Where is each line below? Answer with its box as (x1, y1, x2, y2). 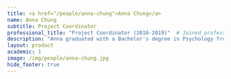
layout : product (7, 42, 54, 49)
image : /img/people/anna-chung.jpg (7, 55, 109, 62)
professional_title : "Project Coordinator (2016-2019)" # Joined (7, 29, 201, 36)
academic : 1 (7, 49, 41, 56)
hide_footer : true (7, 61, 60, 68)
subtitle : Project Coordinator (7, 23, 97, 30)
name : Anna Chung (7, 16, 57, 23)
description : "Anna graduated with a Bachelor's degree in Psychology (7, 36, 214, 43)
